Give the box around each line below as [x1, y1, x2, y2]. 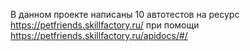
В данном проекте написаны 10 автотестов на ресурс [10, 9, 240, 20]
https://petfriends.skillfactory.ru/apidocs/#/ [10, 30, 188, 41]
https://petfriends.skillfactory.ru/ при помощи [10, 19, 200, 31]
